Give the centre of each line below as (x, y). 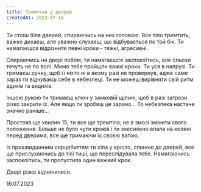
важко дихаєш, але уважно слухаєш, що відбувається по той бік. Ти (95, 41)
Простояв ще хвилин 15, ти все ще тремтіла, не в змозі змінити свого (97, 122)
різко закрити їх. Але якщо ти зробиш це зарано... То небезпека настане (100, 104)
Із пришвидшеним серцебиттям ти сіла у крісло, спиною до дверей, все (100, 147)
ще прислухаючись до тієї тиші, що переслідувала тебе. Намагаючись (98, 154)
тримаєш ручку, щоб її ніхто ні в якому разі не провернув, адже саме (97, 73)
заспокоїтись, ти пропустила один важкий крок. (69, 160)
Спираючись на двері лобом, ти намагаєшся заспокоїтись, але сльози (98, 60)
